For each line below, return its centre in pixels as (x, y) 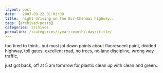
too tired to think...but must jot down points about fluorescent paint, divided (81, 46)
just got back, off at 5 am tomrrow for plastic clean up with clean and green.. (82, 65)
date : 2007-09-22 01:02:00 (35, 14)
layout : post (18, 9)
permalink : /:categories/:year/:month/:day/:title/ (58, 32)
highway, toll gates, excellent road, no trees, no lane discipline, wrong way (80, 51)
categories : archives (27, 28)
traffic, (12, 56)
